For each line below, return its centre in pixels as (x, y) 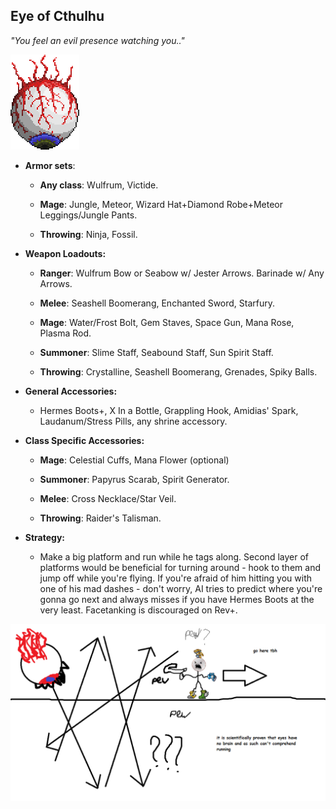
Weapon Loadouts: (65, 253)
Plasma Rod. (65, 333)
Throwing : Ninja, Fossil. (88, 234)
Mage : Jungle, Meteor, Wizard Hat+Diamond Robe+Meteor (161, 204)
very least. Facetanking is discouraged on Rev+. (138, 610)
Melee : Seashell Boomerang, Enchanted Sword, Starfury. (157, 303)
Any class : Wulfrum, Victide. (99, 185)
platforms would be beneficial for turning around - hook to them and (180, 567)
